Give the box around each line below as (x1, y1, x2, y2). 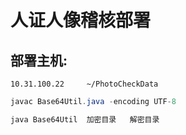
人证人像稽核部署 (10, 9, 152, 32)
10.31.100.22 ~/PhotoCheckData (10, 79, 159, 89)
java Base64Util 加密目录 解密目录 (10, 114, 160, 125)
